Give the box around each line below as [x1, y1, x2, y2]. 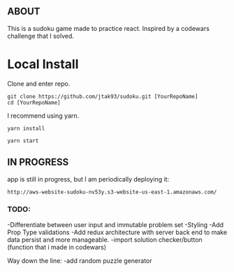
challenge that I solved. [7, 32, 75, 40]
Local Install [7, 56, 79, 72]
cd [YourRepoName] [7, 99, 61, 106]
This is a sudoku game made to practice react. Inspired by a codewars [7, 24, 210, 32]
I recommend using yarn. [7, 111, 80, 120]
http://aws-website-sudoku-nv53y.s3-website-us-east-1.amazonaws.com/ [7, 189, 217, 196]
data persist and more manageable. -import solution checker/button [7, 235, 203, 244]
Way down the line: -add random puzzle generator [7, 256, 152, 265]
